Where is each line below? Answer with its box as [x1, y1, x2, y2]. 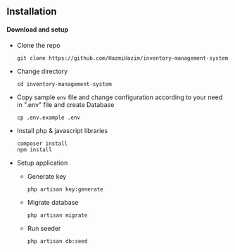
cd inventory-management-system [16, 80, 112, 87]
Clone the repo [16, 41, 61, 49]
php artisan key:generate [27, 186, 103, 193]
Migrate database [27, 198, 79, 206]
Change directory [16, 67, 68, 75]
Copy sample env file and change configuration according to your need [16, 93, 223, 101]
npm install [16, 146, 52, 153]
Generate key [27, 172, 67, 180]
